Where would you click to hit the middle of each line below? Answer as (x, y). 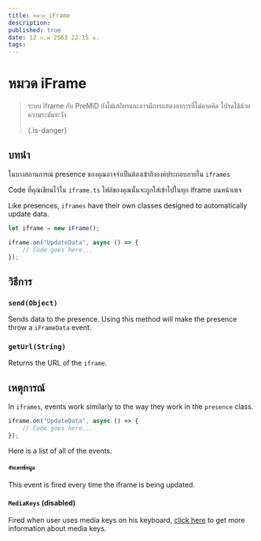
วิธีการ (20, 281)
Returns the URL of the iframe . (58, 363)
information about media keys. (57, 528)
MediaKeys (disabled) (42, 502)
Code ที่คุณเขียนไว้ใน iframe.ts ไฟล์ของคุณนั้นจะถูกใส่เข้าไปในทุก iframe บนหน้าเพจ (125, 190)
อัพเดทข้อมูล (22, 468)
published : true (35, 30)
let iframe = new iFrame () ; (54, 228)
